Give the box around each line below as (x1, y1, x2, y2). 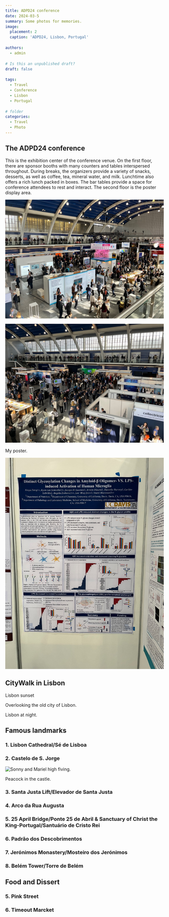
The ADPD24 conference (5, 144, 86, 153)
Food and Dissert (5, 878, 60, 886)
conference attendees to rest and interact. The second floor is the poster (5, 184, 156, 190)
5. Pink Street (5, 893, 39, 900)
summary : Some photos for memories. (5, 19, 82, 24)
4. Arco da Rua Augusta (5, 802, 64, 809)
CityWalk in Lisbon (5, 679, 65, 688)
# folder (5, 109, 24, 114)
